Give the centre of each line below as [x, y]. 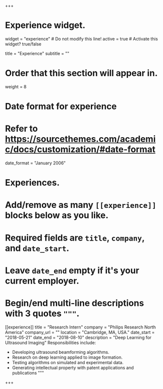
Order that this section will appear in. [81, 73]
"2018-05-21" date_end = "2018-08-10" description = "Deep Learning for [78, 337]
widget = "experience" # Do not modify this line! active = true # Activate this [81, 39]
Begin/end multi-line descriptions [75, 303]
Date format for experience [61, 107]
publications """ [28, 373]
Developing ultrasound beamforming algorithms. [61, 352]
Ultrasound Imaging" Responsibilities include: [51, 343]
